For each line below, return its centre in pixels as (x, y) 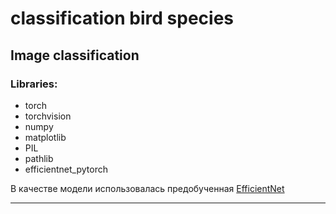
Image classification (75, 55)
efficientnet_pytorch (66, 169)
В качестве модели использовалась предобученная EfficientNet (147, 188)
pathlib (39, 158)
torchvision (48, 116)
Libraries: (34, 84)
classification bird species (122, 18)
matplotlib (45, 137)
